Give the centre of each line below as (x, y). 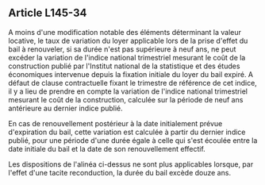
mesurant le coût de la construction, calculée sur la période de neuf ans (126, 99)
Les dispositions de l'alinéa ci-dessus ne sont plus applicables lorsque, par (131, 164)
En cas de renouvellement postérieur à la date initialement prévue (115, 123)
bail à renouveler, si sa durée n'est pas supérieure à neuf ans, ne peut (122, 49)
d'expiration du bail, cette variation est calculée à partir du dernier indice (127, 132)
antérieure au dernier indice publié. (65, 108)
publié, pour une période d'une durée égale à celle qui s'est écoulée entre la (133, 140)
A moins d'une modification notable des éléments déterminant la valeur (125, 32)
